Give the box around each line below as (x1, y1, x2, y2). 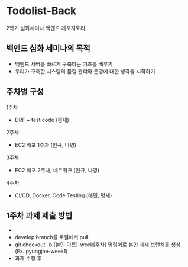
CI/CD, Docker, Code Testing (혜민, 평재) (14, 191, 112, 199)
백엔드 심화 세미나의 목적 (6, 43, 90, 54)
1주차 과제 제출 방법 (6, 210, 73, 220)
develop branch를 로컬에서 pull (14, 234, 89, 241)
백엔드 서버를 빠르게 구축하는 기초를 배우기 (14, 60, 114, 67)
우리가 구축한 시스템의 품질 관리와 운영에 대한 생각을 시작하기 (14, 67, 155, 75)
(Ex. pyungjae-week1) (14, 247, 68, 255)
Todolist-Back (6, 4, 77, 18)
